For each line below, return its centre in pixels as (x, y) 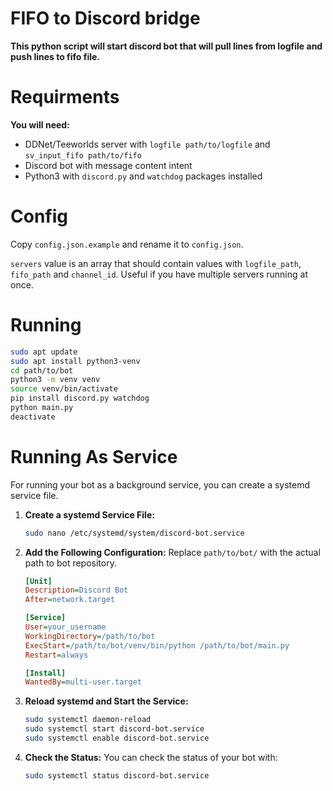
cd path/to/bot (42, 370)
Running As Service (94, 456)
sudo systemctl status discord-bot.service (117, 775)
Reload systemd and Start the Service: (106, 701)
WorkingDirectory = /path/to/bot (90, 636)
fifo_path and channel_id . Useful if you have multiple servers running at (159, 274)
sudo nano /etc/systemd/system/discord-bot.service (134, 533)
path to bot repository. (70, 563)
